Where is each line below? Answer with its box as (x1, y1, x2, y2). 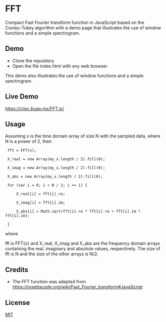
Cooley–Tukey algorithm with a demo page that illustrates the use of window (5, 24, 161, 30)
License (5, 298, 30, 307)
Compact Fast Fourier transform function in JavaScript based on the (5, 19, 145, 25)
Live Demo (5, 93, 39, 101)
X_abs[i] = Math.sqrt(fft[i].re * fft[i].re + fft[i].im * (16, 209, 141, 214)
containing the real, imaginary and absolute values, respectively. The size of (5, 246, 161, 252)
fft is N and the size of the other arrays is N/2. (5, 251, 99, 257)
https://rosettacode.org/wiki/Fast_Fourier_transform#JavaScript (12, 284, 143, 290)
